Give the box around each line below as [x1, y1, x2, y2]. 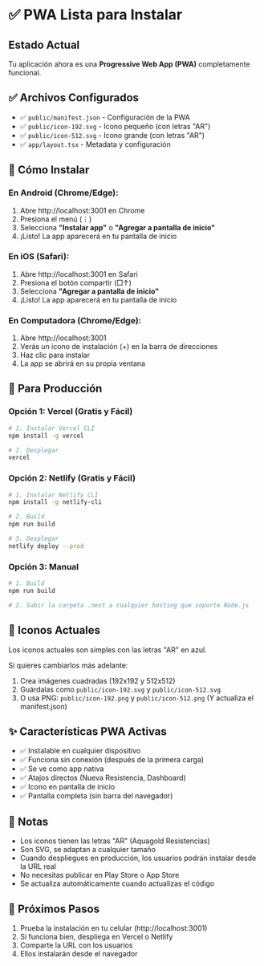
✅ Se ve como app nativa [19, 764, 104, 773]
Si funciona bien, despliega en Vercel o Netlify [19, 932, 173, 941]
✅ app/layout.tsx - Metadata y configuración [19, 139, 171, 149]
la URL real [19, 862, 56, 871]
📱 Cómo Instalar [8, 163, 90, 177]
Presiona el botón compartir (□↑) [19, 278, 132, 287]
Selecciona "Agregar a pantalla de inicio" [19, 286, 160, 296]
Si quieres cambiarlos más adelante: [8, 660, 128, 670]
